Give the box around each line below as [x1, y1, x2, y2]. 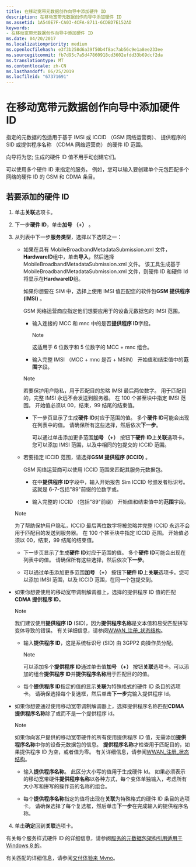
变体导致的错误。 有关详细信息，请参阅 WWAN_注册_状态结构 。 [14, 627, 166, 634]
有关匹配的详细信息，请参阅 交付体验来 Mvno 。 [6, 854, 118, 861]
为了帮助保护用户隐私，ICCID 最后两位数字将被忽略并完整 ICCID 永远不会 [14, 522, 190, 529]
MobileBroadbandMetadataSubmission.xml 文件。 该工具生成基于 [23, 260, 181, 267]
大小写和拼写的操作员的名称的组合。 [23, 782, 111, 790]
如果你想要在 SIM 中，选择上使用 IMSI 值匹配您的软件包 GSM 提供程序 [23, 287, 190, 294]
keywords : [6, 25, 30, 31]
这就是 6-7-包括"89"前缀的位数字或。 [32, 486, 122, 493]
